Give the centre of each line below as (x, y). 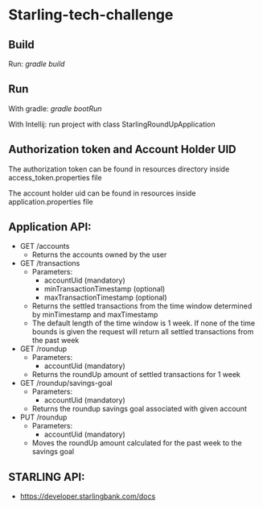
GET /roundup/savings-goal (66, 383)
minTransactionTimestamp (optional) (105, 289)
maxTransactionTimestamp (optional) (105, 298)
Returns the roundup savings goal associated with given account (139, 409)
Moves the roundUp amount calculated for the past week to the (137, 443)
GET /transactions (50, 263)
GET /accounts (45, 246)
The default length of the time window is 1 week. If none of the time (144, 323)
